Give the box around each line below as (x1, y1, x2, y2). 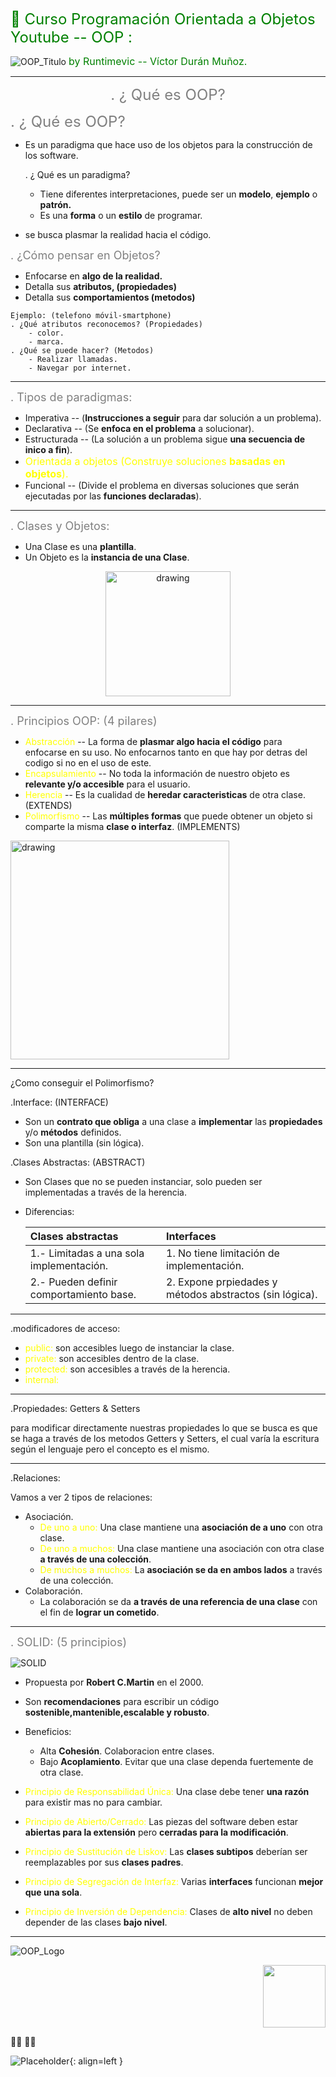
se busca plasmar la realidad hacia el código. (24, 229, 212, 240)
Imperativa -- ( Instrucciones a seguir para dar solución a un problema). (24, 412, 322, 424)
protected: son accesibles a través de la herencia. (24, 1363, 231, 1375)
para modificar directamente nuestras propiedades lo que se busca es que (10, 1422, 318, 1434)
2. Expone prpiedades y (166, 1275, 278, 1289)
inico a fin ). (24, 444, 73, 455)
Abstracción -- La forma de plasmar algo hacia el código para (24, 736, 283, 747)
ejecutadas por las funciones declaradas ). (24, 490, 202, 502)
